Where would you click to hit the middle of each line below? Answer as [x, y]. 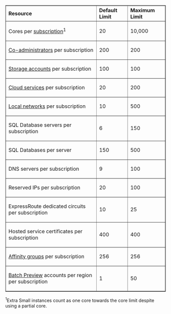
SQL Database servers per [40, 125]
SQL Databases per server [40, 150]
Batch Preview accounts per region [50, 275]
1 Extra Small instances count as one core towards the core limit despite [80, 300]
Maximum [142, 10]
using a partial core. [26, 306]
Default [108, 10]
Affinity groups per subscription [47, 257]
